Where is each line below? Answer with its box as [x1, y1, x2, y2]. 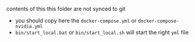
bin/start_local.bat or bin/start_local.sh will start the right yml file [15, 29, 189, 36]
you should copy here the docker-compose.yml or [15, 17, 137, 24]
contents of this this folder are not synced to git [6, 5, 126, 12]
